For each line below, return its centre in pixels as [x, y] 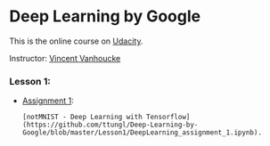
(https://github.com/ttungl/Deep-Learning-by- [110, 125]
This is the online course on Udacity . [76, 41]
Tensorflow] [168, 118]
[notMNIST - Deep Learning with [82, 118]
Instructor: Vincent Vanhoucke [65, 58]
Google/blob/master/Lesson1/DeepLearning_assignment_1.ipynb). [142, 133]
